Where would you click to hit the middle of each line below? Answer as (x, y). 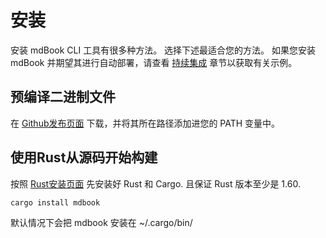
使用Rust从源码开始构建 (84, 157)
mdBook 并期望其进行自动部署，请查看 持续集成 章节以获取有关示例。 (154, 62)
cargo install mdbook (55, 202)
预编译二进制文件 (63, 97)
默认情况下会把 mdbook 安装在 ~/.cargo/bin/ (101, 222)
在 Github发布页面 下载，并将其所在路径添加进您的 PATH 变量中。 (145, 123)
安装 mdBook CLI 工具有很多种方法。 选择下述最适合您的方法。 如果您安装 (163, 50)
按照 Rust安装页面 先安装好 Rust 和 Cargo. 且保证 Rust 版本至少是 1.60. (155, 183)
